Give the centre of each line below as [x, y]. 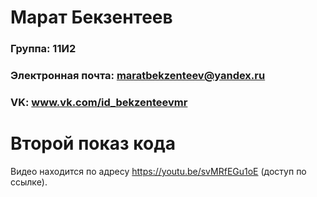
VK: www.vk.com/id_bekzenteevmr [99, 102]
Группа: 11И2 [43, 49]
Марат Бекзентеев [91, 17]
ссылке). [29, 182]
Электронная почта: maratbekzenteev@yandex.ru [138, 76]
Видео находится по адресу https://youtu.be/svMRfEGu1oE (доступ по [158, 171]
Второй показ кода [93, 143]
